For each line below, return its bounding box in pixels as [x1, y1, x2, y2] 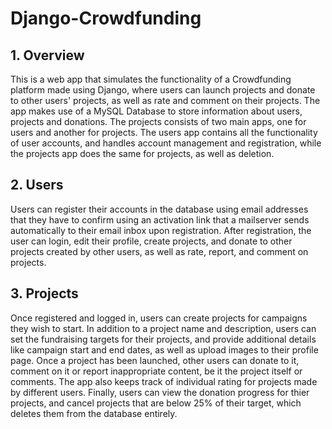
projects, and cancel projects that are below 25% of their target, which [10, 397, 302, 409]
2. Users [10, 177, 64, 194]
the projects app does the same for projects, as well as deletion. [10, 148, 275, 159]
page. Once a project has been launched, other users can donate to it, [10, 354, 300, 366]
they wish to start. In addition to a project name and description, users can [10, 322, 317, 334]
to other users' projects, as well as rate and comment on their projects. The [10, 95, 321, 106]
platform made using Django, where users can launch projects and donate [10, 84, 316, 96]
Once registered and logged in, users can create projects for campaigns [10, 312, 308, 324]
